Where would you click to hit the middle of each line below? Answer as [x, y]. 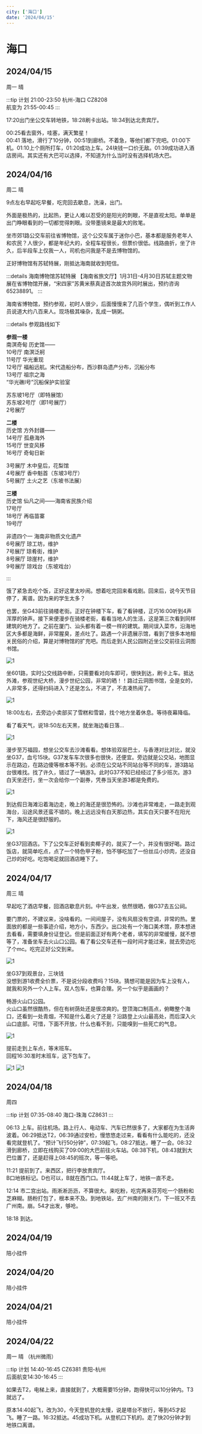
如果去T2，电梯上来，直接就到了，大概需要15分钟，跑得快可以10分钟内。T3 [100, 1389]
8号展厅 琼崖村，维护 [32, 559]
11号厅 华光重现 [25, 360]
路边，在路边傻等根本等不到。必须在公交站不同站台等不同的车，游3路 [103, 765]
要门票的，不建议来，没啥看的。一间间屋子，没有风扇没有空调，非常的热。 [98, 919]
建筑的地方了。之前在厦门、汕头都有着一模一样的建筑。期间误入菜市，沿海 [98, 626]
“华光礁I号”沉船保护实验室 [38, 382]
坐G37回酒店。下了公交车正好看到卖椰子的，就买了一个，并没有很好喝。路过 [101, 844]
